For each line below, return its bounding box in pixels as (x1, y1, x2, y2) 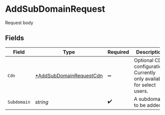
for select (134, 81, 156, 88)
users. (134, 87, 148, 94)
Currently (134, 69, 156, 76)
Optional (134, 57, 154, 63)
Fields (5, 34, 25, 42)
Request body (5, 20, 33, 26)
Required (107, 48, 129, 55)
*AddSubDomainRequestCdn (35, 72, 103, 79)
